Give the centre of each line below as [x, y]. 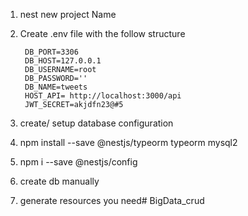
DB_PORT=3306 [51, 52]
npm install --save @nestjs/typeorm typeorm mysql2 [128, 142]
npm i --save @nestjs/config [78, 162]
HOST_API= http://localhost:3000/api [103, 96]
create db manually [59, 181]
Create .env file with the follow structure [102, 33]
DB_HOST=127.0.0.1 [63, 61]
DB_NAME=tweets [56, 87]
